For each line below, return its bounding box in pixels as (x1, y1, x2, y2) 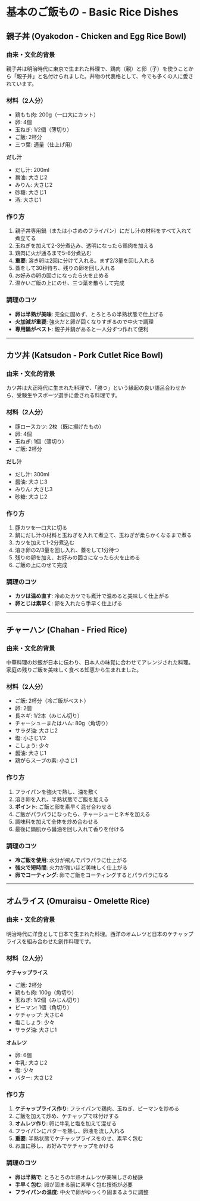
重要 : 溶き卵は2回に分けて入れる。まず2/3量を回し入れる (14, 257, 155, 264)
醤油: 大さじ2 (14, 174, 48, 181)
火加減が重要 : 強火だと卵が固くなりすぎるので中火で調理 (14, 318, 154, 325)
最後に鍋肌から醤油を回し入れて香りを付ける (14, 825, 125, 833)
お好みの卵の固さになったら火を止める (14, 272, 109, 279)
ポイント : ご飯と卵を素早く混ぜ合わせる (14, 803, 112, 810)
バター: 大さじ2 (14, 1074, 53, 1081)
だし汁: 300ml (14, 470, 49, 478)
